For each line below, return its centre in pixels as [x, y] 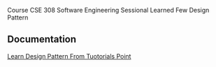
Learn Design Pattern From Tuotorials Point [69, 56]
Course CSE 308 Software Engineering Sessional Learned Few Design [108, 10]
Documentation [42, 39]
